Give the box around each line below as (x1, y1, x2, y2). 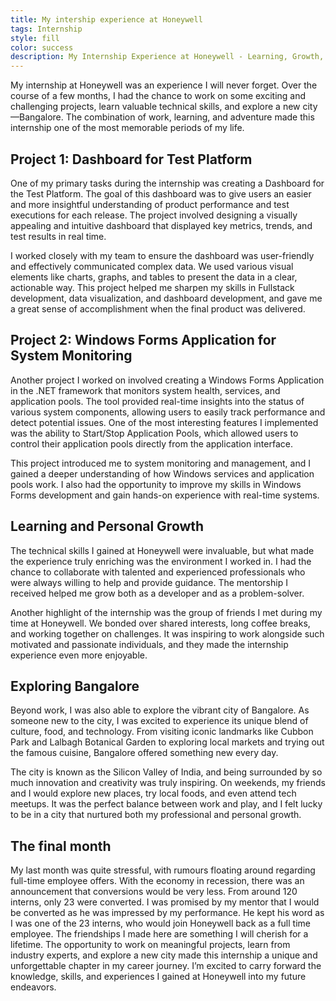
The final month (10, 837, 112, 855)
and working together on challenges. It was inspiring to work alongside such (10, 627, 325, 640)
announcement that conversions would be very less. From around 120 (10, 886, 298, 898)
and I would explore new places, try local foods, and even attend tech (10, 787, 297, 800)
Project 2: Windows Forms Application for (10, 332, 277, 349)
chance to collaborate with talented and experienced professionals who (10, 566, 306, 578)
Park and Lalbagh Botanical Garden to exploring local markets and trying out (10, 736, 325, 748)
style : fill (10, 33, 60, 43)
